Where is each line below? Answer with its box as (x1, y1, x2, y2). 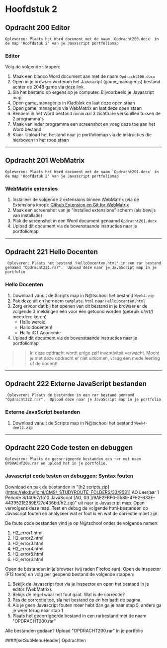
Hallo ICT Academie (19, 329, 61, 335)
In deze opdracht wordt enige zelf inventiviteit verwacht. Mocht (29, 350, 160, 356)
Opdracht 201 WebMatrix (5, 156, 85, 165)
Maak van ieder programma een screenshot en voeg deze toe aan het (12, 121, 156, 127)
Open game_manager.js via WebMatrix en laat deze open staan (12, 105, 142, 111)
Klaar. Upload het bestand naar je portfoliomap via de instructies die (12, 132, 152, 138)
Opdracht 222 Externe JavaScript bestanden (5, 379, 147, 388)
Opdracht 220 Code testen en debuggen (5, 443, 133, 452)
